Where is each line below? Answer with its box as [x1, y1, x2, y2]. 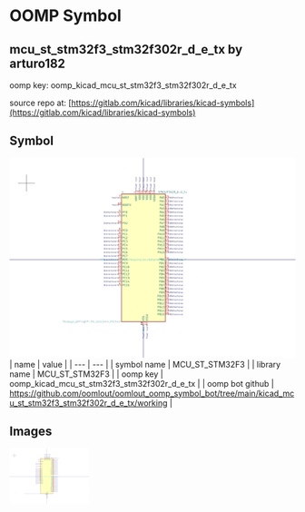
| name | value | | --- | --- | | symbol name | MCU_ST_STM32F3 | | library [9, 359, 281, 369]
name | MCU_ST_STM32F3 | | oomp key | [9, 369, 163, 379]
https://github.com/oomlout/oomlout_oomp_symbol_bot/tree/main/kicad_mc [9, 388, 295, 399]
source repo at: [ [9, 97, 72, 108]
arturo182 [9, 55, 66, 71]
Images [9, 424, 53, 439]
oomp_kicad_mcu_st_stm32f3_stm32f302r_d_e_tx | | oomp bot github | [9, 378, 274, 389]
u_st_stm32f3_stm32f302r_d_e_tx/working [9, 397, 168, 409]
